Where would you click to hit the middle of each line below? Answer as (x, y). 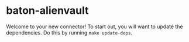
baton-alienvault (47, 11)
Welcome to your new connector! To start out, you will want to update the (94, 26)
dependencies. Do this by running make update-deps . (69, 32)
